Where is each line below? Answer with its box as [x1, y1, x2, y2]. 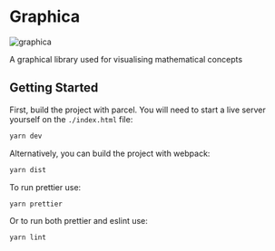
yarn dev [9, 131, 43, 140]
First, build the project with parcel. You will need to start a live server [9, 104, 266, 115]
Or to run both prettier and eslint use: [9, 216, 148, 227]
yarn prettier [9, 199, 64, 208]
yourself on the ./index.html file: [9, 113, 133, 124]
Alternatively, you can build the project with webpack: [9, 148, 211, 159]
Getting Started [9, 80, 99, 96]
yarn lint [9, 233, 47, 242]
